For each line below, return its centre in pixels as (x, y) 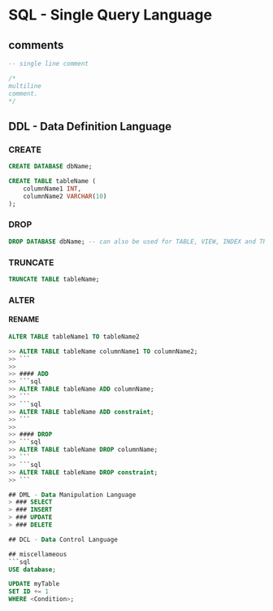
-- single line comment (49, 63)
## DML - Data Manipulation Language (72, 495)
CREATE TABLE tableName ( (52, 181)
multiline (25, 86)
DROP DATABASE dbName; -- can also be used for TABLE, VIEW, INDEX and (132, 242)
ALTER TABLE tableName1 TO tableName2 (74, 336)
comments (36, 45)
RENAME (24, 320)
